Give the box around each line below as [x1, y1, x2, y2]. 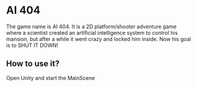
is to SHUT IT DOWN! [6, 42, 59, 49]
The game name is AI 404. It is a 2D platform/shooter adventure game [6, 23, 177, 30]
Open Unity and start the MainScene [6, 74, 95, 81]
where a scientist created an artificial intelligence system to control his [6, 29, 178, 36]
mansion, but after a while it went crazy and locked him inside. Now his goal [6, 35, 191, 42]
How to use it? [6, 59, 60, 69]
